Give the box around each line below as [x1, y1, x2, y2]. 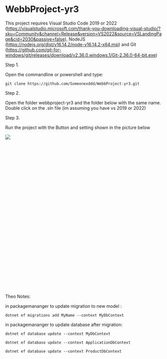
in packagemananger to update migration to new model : [5, 303, 122, 309]
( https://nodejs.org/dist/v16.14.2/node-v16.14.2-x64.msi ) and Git [5, 41, 136, 47]
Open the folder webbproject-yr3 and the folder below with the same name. [5, 99, 161, 106]
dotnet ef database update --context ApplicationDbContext [5, 340, 131, 345]
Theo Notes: [5, 293, 31, 299]
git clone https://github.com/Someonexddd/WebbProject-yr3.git [5, 81, 140, 86]
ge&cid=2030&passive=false [5, 36, 65, 42]
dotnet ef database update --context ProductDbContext [5, 348, 122, 354]
